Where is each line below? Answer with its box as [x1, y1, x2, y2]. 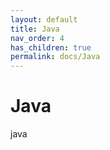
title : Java [10, 24, 60, 34]
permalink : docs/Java [10, 52, 101, 62]
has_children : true [10, 42, 92, 53]
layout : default [10, 14, 78, 25]
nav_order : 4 [10, 33, 65, 43]
